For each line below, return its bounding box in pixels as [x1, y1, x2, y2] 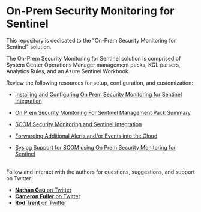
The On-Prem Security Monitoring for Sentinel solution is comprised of [6, 55, 181, 62]
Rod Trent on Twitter [14, 199, 67, 206]
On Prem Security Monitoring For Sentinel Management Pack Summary [14, 109, 191, 116]
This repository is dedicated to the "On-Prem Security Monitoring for [6, 37, 176, 44]
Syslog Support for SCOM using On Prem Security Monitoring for [14, 144, 176, 151]
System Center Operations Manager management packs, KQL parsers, [6, 61, 181, 68]
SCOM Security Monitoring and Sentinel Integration [14, 120, 142, 127]
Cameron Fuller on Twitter [14, 192, 81, 199]
